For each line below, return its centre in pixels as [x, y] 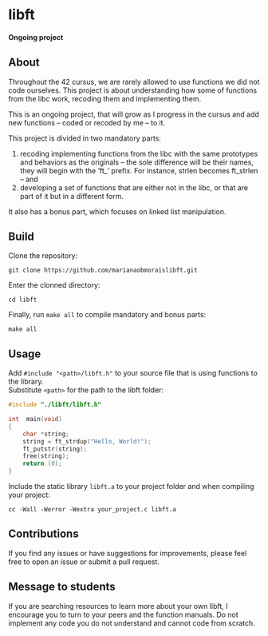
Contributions [43, 534]
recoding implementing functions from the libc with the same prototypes [139, 153]
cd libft [23, 300]
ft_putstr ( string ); [55, 449]
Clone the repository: [43, 256]
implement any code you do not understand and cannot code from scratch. [132, 623]
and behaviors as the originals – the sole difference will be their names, [136, 162]
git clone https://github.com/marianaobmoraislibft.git [103, 270]
